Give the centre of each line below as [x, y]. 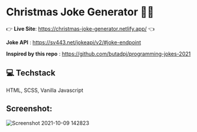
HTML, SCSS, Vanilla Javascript [45, 90]
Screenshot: [29, 109]
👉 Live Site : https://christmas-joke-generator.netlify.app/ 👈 [81, 28]
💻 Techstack [31, 73]
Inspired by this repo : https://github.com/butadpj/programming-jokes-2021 [98, 54]
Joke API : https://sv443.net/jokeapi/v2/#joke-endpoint [74, 42]
